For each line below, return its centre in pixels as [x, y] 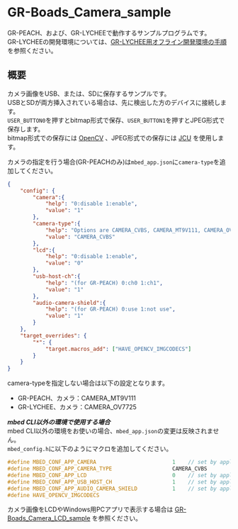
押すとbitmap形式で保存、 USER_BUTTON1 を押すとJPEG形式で [138, 120]
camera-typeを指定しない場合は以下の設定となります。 [88, 383]
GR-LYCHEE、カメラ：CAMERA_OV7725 [77, 407]
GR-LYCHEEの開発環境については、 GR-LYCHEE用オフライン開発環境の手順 [117, 41]
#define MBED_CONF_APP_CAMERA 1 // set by [112, 462]
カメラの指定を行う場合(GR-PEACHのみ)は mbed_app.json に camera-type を [114, 162]
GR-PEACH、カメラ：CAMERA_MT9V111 [77, 399]
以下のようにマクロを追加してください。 [114, 449]
